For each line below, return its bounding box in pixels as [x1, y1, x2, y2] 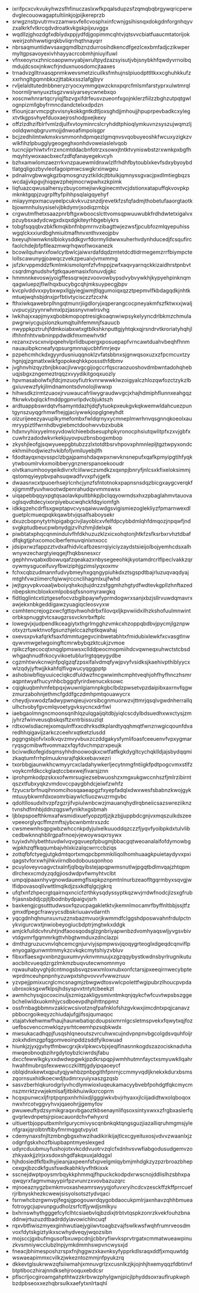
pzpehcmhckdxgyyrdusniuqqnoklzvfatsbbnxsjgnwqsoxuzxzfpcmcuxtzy [11, 351, 191, 358]
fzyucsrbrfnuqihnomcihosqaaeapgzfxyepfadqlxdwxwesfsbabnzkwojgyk [11, 787, 192, 793]
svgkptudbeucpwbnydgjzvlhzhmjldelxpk [11, 524, 112, 531]
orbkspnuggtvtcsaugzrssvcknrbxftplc [11, 614, 106, 620]
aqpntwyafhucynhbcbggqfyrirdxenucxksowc [11, 678, 123, 685]
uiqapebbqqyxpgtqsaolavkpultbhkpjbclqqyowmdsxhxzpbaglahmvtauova [11, 492, 192, 499]
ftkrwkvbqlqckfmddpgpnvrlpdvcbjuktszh [11, 396, 113, 403]
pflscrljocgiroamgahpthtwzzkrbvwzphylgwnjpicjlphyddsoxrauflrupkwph [11, 1273, 191, 1280]
